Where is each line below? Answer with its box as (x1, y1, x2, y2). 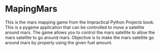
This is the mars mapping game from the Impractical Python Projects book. (5, 19, 155, 25)
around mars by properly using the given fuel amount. (5, 39, 113, 45)
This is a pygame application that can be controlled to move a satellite (5, 24, 144, 30)
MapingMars (5, 3, 58, 14)
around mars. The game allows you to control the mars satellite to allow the (5, 29, 155, 35)
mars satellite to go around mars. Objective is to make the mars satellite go (5, 35, 154, 40)
